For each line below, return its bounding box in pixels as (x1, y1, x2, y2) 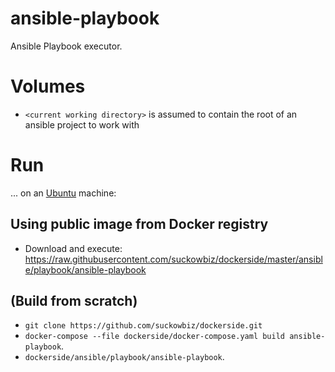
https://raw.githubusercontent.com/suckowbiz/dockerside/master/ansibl (24, 253, 323, 265)
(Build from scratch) (10, 293, 138, 310)
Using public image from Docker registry (10, 216, 269, 233)
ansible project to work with (24, 118, 140, 131)
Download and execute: (24, 242, 123, 254)
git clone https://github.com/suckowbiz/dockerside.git (24, 321, 263, 331)
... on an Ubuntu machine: (10, 187, 117, 199)
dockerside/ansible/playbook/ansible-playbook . (24, 351, 225, 363)
